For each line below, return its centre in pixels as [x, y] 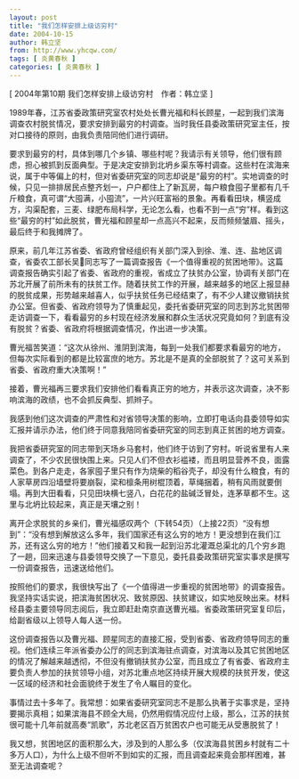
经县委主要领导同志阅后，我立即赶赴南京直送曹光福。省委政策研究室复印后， [149, 609]
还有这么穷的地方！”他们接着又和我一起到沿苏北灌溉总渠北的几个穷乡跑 [155, 545]
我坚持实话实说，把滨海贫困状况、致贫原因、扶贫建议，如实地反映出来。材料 [149, 597]
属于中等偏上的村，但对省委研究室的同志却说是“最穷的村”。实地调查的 [153, 175]
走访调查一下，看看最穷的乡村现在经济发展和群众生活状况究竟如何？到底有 [145, 317]
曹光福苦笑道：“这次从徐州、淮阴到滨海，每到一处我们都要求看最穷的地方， [148, 347]
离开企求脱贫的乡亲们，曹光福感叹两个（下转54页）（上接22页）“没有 [136, 523]
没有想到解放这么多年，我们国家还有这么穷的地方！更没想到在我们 [153, 534]
